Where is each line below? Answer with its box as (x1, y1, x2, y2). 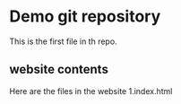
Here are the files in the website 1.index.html (9, 85, 173, 96)
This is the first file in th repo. (9, 36, 118, 47)
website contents (9, 62, 109, 77)
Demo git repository (9, 6, 161, 27)
